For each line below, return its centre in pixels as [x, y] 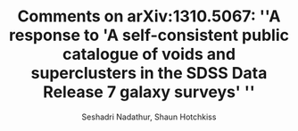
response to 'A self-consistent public [149, 35]
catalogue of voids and [149, 54]
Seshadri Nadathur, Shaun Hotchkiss [149, 117]
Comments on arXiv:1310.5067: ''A [149, 16]
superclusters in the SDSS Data [149, 74]
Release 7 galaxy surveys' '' [149, 92]
